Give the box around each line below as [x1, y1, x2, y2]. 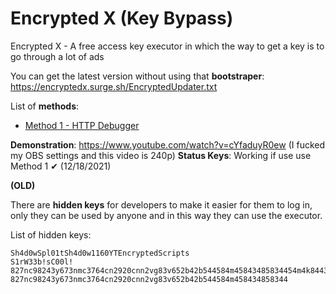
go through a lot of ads [10, 50, 105, 62]
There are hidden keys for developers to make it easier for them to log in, [10, 198, 313, 211]
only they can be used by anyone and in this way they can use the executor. [10, 209, 323, 221]
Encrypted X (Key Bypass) [10, 7, 234, 30]
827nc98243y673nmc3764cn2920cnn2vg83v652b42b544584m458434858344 [10, 274, 288, 284]
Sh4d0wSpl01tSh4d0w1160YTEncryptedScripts [10, 248, 190, 258]
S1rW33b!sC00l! [10, 257, 74, 267]
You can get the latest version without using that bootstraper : [10, 70, 265, 82]
